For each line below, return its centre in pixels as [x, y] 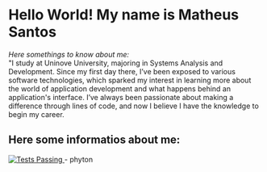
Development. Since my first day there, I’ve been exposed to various [122, 71]
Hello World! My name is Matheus [124, 15]
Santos [32, 32]
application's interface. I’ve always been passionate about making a [121, 97]
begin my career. [36, 114]
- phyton [79, 159]
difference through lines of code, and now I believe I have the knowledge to [134, 106]
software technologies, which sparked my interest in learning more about [130, 80]
